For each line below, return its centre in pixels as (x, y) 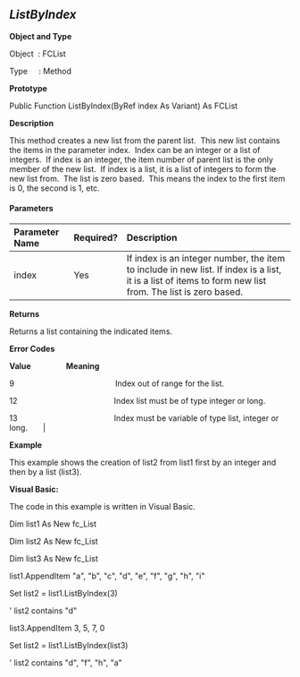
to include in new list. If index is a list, (204, 270)
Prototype (28, 88)
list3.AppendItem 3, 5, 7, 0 (57, 628)
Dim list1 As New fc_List (53, 524)
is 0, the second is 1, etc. (54, 188)
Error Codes (32, 349)
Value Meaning (54, 366)
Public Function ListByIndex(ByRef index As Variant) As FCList (124, 106)
